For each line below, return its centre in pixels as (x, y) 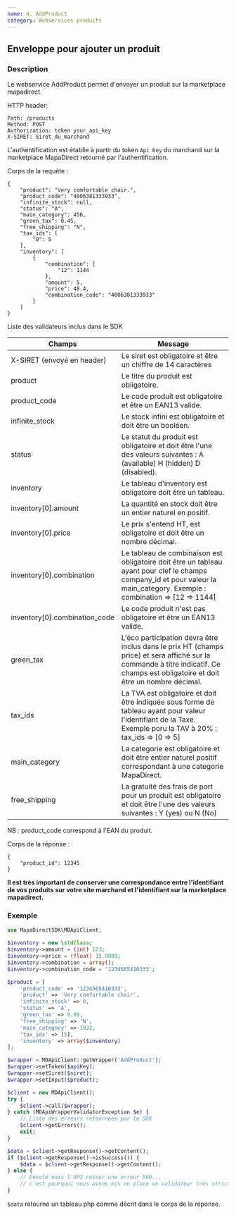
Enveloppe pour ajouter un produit (84, 49)
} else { (20, 1171)
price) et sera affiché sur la (166, 655)
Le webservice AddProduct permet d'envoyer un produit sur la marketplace (117, 85)
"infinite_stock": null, (56, 203)
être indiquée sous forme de (168, 702)
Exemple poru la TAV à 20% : (169, 729)
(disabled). (139, 472)
